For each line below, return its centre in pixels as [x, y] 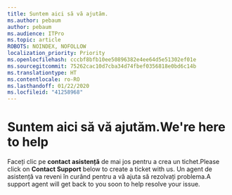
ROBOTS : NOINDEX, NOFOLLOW [47, 46]
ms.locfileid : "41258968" [45, 92]
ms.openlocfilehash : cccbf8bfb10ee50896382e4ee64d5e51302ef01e [102, 60]
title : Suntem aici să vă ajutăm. [58, 14]
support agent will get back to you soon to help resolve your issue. [104, 184]
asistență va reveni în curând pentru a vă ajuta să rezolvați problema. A [109, 177]
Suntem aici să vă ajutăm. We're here [117, 127]
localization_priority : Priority [56, 54]
